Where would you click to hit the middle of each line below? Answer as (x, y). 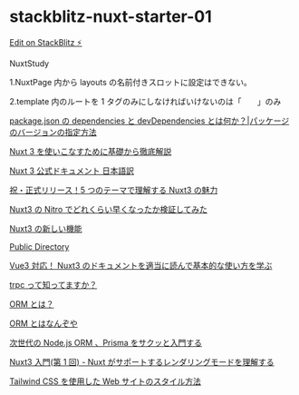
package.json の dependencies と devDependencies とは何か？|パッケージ (149, 121)
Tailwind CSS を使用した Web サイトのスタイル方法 (106, 381)
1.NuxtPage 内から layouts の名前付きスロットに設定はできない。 (130, 82)
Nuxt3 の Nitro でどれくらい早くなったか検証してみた (109, 209)
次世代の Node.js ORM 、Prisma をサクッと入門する (106, 342)
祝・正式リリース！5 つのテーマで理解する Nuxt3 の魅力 (114, 190)
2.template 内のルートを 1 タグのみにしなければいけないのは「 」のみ (145, 101)
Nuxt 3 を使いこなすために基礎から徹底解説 (91, 151)
